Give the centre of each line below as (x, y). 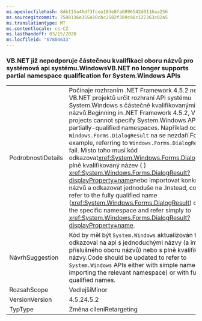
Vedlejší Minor (88, 290)
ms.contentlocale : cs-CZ (37, 28)
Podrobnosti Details (36, 158)
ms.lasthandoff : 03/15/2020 (41, 34)
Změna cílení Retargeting (103, 310)
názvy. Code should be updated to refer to (128, 257)
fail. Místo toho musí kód (103, 151)
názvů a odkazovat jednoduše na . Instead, (128, 188)
